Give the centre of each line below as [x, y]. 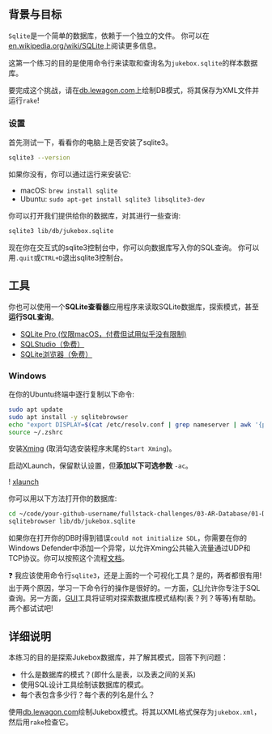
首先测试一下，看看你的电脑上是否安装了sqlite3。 [90, 142]
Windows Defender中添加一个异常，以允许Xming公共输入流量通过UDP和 [130, 548]
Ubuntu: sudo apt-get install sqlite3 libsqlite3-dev [112, 199]
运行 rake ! [24, 100]
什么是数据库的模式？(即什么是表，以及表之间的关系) [108, 675]
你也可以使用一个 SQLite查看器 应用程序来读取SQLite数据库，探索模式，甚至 [134, 307]
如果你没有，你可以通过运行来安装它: [70, 174]
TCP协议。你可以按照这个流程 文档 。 [69, 558]
